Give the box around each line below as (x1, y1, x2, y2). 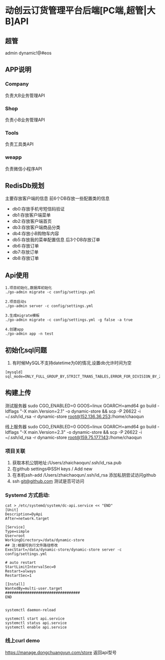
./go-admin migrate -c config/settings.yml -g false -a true (5, 317, 133, 322)
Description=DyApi (5, 512, 43, 517)
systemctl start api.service (5, 616, 65, 622)
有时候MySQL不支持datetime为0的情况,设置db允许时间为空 (12, 360, 132, 366)
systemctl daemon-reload (5, 608, 56, 613)
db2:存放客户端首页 (12, 218, 52, 224)
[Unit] (5, 508, 19, 513)
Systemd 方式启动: (5, 492, 50, 499)
